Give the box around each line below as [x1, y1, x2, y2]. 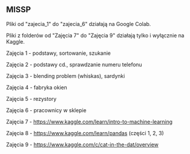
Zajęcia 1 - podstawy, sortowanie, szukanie [6, 50, 111, 57]
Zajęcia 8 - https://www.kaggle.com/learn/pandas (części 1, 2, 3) [6, 129, 164, 136]
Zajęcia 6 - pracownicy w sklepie [6, 106, 87, 114]
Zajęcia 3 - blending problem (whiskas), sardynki [6, 72, 125, 79]
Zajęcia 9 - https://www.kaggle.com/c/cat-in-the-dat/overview [6, 141, 159, 148]
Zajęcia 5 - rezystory [6, 95, 57, 102]
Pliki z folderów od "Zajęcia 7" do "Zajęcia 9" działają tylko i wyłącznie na [6, 32, 185, 39]
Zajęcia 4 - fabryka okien [6, 84, 67, 91]
